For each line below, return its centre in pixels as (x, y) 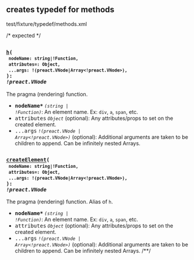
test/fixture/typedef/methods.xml (47, 24)
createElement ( (28, 160)
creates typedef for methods (60, 10)
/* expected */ (24, 35)
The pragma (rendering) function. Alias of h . (60, 202)
